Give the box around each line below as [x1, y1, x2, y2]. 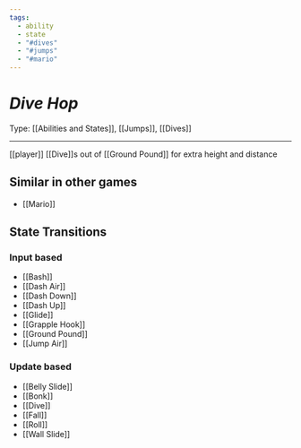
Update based [9, 360, 72, 373]
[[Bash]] [21, 271, 53, 282]
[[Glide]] [21, 310, 54, 321]
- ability [17, 22, 54, 30]
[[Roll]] [21, 418, 48, 430]
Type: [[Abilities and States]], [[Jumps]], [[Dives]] [9, 123, 193, 134]
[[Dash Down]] [21, 290, 77, 301]
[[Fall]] [21, 409, 47, 420]
